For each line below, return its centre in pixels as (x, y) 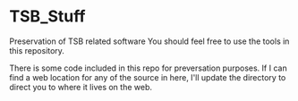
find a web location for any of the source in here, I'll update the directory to (148, 77)
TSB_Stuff (47, 17)
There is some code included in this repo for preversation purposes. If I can (149, 68)
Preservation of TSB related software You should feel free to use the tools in (149, 41)
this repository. (37, 50)
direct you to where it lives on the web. (81, 87)
